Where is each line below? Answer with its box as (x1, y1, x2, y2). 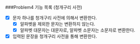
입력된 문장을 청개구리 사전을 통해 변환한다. (12, 34, 97, 40)
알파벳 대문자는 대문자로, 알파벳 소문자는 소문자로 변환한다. (20, 27, 135, 33)
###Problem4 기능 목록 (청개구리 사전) (5, 4, 83, 10)
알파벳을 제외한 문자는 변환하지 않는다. (20, 21, 95, 27)
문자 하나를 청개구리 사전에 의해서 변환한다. (12, 15, 97, 21)
